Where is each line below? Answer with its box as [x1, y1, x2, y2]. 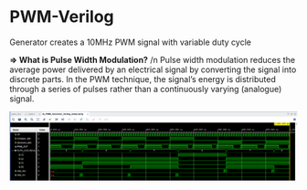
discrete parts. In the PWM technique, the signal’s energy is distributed [9, 73, 276, 84]
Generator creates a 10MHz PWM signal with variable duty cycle [9, 37, 251, 47]
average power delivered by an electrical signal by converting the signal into [9, 64, 297, 75]
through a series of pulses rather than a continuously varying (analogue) [9, 83, 282, 94]
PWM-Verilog [9, 6, 114, 27]
